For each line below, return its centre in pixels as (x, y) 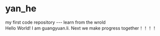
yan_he (21, 9)
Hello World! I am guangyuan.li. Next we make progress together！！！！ (81, 28)
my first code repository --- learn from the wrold (55, 22)
